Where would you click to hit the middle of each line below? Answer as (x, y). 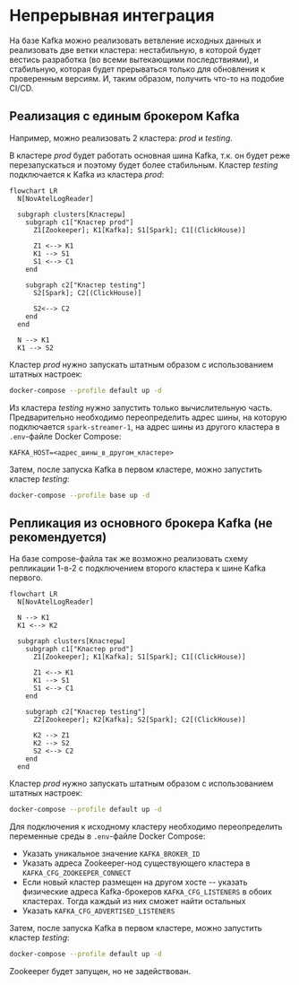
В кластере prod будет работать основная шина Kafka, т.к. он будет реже (150, 155)
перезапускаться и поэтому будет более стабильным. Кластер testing (144, 165)
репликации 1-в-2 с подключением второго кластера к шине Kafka (138, 568)
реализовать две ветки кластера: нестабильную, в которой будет (135, 49)
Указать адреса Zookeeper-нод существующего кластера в (136, 863)
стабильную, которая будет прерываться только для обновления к (137, 69)
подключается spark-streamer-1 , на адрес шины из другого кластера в (145, 426)
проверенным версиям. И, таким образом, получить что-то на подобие (147, 78)
